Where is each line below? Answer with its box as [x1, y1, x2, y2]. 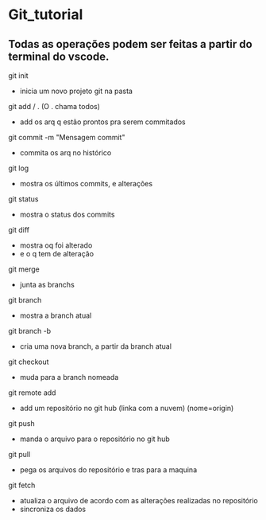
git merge [8, 264, 40, 274]
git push [8, 419, 36, 428]
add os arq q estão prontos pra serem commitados [19, 117, 186, 127]
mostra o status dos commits [19, 209, 115, 219]
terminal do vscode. [8, 49, 110, 63]
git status [8, 194, 39, 204]
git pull [8, 450, 31, 459]
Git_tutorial [8, 6, 83, 24]
